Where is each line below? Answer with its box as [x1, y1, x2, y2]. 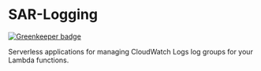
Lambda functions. [8, 55, 69, 65]
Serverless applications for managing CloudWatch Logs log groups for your [8, 47, 254, 56]
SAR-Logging [8, 6, 99, 24]
